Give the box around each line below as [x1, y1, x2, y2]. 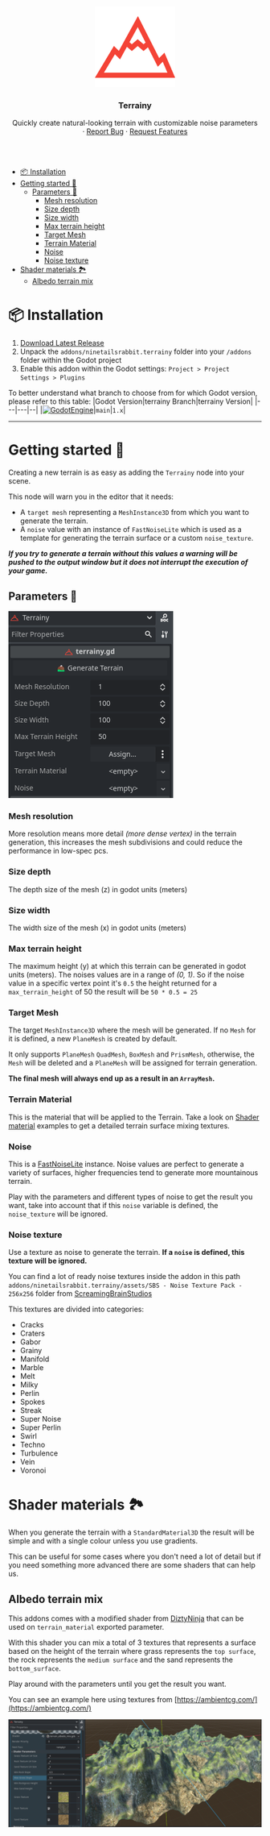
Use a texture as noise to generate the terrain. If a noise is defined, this [8, 1248, 245, 1257]
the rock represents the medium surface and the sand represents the [8, 1655, 233, 1665]
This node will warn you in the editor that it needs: [8, 492, 174, 501]
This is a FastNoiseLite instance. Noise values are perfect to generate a [8, 1159, 244, 1169]
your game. [8, 566, 48, 575]
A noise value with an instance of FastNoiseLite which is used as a [19, 525, 243, 534]
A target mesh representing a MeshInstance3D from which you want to [19, 508, 249, 517]
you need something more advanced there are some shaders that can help [8, 1560, 256, 1570]
